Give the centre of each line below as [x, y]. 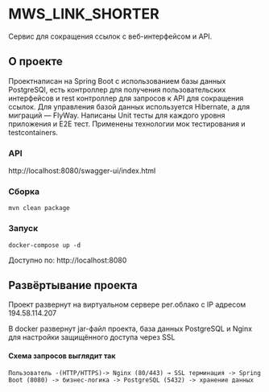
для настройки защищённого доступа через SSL [92, 337]
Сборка [24, 192]
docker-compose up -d [45, 245]
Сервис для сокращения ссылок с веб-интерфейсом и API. [110, 36]
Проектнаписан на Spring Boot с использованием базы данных [117, 80]
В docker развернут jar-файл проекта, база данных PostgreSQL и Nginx [130, 329]
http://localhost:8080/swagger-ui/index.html [82, 171]
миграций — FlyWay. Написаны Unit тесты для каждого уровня [117, 115]
